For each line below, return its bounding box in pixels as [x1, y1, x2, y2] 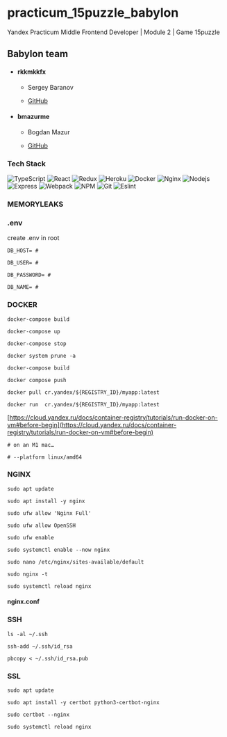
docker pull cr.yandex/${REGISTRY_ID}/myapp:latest [7, 388, 160, 396]
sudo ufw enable [7, 534, 54, 541]
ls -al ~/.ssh [7, 631, 49, 637]
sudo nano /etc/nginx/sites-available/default [7, 558, 144, 565]
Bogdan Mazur [27, 127, 71, 136]
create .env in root [7, 234, 60, 242]
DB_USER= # [7, 260, 39, 267]
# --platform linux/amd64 [7, 454, 82, 461]
